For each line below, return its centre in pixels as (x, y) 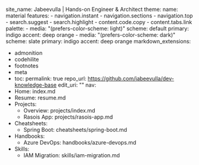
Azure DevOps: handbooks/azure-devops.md (80, 142)
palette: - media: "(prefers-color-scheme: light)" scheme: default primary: (97, 28)
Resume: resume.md (40, 98)
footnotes (26, 66)
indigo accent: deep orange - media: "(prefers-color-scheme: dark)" (91, 35)
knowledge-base (35, 85)
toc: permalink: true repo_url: (50, 79)
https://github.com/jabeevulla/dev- (131, 79)
